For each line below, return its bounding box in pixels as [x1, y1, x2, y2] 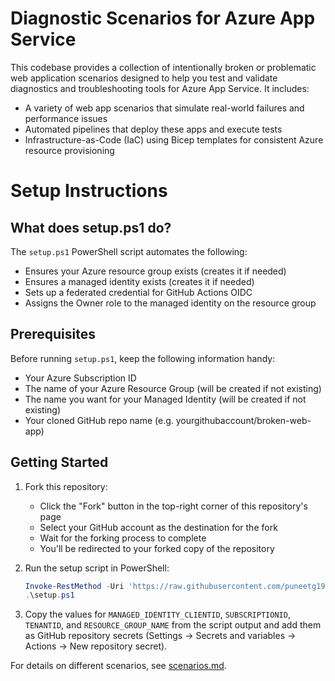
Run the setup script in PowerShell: [24, 562, 170, 574]
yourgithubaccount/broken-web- [175, 414, 312, 426]
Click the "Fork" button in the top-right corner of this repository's [39, 500, 308, 512]
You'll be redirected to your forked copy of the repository [39, 542, 275, 554]
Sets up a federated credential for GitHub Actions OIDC [24, 286, 253, 298]
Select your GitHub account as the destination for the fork [39, 521, 278, 533]
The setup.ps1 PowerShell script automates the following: [10, 245, 248, 257]
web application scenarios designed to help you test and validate [10, 72, 278, 84]
